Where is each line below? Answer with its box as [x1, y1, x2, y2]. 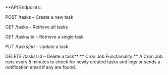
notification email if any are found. [5, 64, 77, 70]
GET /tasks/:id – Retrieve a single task [5, 34, 84, 40]
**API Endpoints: [5, 5, 41, 10]
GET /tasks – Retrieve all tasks [5, 24, 68, 30]
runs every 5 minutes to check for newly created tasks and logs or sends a [5, 59, 160, 65]
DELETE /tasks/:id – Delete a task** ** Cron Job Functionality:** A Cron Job [5, 53, 163, 59]
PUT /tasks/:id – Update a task [5, 44, 69, 50]
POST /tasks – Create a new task [5, 14, 74, 20]
